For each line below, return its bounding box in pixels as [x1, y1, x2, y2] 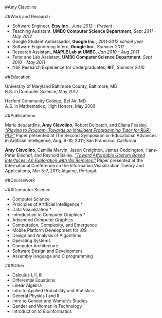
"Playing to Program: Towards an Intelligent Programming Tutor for [5, 127, 140, 133]
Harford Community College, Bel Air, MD [5, 98, 86, 104]
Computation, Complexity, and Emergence [12, 222, 97, 228]
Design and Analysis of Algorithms [12, 233, 82, 238]
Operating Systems [12, 238, 51, 243]
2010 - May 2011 [12, 60, 45, 65]
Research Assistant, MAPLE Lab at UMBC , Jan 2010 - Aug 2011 [12, 49, 140, 55]
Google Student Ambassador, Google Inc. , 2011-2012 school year [12, 39, 144, 44]
